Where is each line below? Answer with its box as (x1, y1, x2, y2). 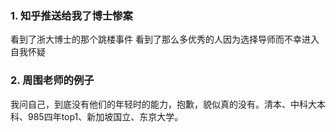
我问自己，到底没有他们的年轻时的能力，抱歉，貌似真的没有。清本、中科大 (10, 98, 317, 110)
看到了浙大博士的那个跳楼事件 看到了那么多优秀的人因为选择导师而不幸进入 (10, 33, 320, 46)
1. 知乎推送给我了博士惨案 (10, 8, 133, 22)
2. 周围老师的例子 (10, 73, 95, 87)
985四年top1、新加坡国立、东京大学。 (27, 110, 184, 122)
